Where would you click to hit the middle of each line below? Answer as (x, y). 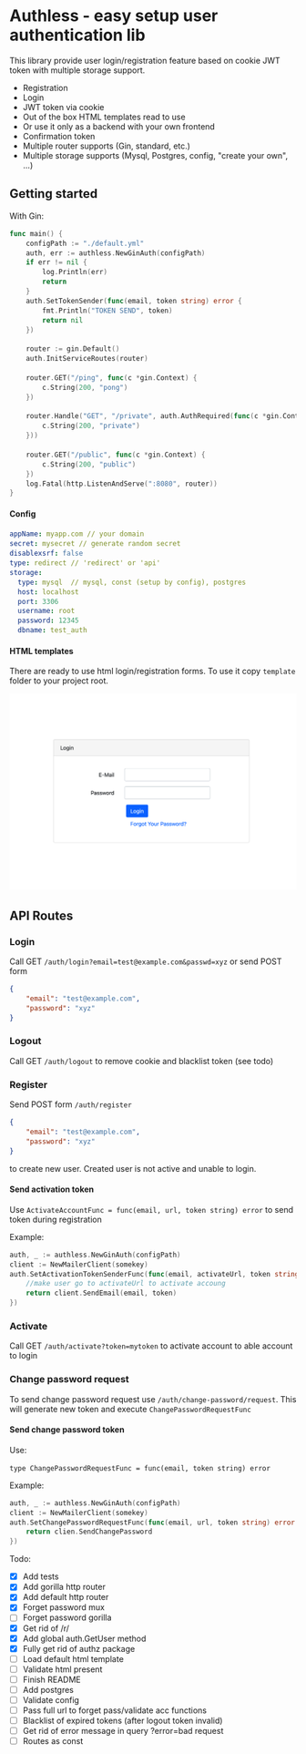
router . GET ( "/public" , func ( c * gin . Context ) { (116, 455)
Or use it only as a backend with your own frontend (119, 126)
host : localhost (48, 592)
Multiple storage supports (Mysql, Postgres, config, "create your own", (155, 155)
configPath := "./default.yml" (85, 243)
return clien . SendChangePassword (89, 1532)
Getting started (54, 194)
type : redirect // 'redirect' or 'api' (85, 563)
